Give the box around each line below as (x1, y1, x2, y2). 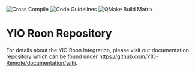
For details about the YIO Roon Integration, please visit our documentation (6, 46, 190, 53)
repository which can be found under (6, 53, 98, 60)
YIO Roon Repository (6, 27, 112, 40)
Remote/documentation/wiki (6, 59, 76, 66)
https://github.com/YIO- (99, 53, 159, 60)
